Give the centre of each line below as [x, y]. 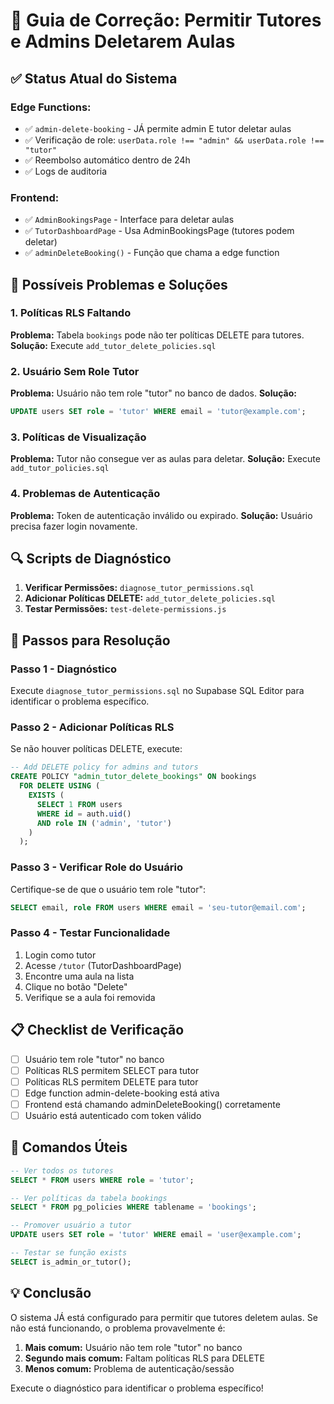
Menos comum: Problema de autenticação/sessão [129, 1368]
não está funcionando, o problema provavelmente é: [118, 1328]
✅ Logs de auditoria [66, 171]
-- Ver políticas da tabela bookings [89, 1198]
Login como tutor [60, 955]
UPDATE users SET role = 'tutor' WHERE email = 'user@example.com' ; [156, 1235]
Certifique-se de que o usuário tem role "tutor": [108, 889]
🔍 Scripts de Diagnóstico [91, 559]
